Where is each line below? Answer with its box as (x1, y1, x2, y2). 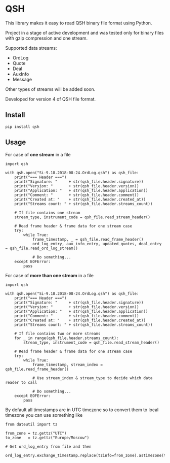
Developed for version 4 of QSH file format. (5, 96, 96, 102)
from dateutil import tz (5, 422, 58, 427)
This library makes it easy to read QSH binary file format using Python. (5, 20, 152, 26)
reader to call (5, 380, 37, 385)
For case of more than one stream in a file (5, 272, 94, 278)
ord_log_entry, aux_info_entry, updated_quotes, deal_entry (32, 241, 162, 246)
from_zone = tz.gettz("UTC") (5, 431, 67, 436)
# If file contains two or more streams (14, 331, 101, 336)
